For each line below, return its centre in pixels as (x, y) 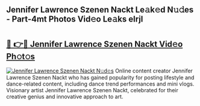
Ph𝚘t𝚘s (20, 56)
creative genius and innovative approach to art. (65, 96)
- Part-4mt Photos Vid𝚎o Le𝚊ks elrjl (75, 19)
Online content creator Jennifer (154, 71)
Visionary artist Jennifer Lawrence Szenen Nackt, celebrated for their (92, 90)
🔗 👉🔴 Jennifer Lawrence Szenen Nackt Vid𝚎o (95, 44)
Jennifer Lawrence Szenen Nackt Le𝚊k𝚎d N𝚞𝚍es (100, 10)
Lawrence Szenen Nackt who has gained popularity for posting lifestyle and (100, 78)
